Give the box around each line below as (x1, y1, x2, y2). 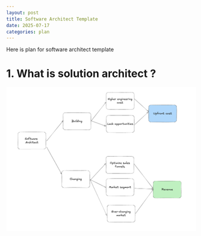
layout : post (6, 10, 39, 16)
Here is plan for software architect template (6, 46, 114, 53)
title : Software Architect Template (6, 16, 98, 22)
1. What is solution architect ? (6, 67, 156, 80)
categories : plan (6, 29, 50, 35)
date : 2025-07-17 (6, 22, 50, 28)
